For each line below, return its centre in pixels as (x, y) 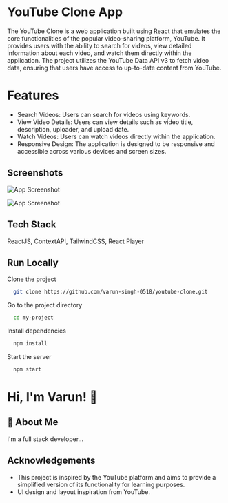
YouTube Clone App (65, 12)
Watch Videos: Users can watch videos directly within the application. (116, 136)
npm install (31, 344)
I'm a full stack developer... (45, 439)
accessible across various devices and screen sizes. (92, 151)
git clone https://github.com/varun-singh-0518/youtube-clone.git (111, 292)
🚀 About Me (33, 422)
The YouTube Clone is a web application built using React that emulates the (114, 31)
